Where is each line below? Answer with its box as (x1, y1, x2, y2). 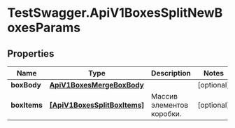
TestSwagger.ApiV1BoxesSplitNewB (7, 5, 223, 21)
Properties (7, 48, 55, 59)
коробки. (151, 109, 182, 118)
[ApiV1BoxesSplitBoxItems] (49, 100, 145, 110)
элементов (151, 100, 189, 110)
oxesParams (7, 20, 81, 36)
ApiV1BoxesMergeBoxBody (49, 80, 145, 90)
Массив (151, 92, 178, 101)
